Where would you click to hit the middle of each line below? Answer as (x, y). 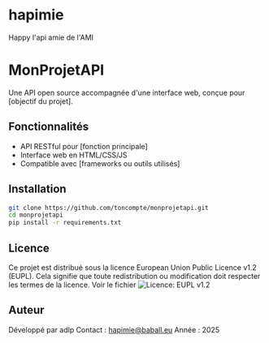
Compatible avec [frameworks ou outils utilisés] (100, 163)
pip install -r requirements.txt (65, 223)
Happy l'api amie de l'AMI (51, 37)
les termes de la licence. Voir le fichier (72, 285)
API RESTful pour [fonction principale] (84, 146)
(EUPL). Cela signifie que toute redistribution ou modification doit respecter (134, 276)
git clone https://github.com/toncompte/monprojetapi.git (108, 208)
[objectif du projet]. (41, 101)
